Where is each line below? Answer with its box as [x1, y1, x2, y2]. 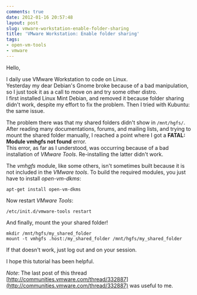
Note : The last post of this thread [6, 269, 87, 276]
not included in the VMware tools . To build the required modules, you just [6, 168, 186, 176]
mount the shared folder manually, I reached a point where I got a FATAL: [6, 131, 186, 139]
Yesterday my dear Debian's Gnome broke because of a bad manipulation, [6, 82, 189, 89]
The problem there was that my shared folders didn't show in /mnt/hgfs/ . [6, 119, 186, 126]
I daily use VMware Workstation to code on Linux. [6, 75, 128, 82]
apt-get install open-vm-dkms [6, 186, 82, 192]
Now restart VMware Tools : [6, 196, 73, 204]
